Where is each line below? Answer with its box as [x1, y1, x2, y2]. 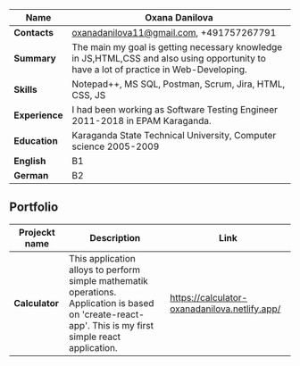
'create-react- [81, 308, 145, 320]
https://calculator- [169, 291, 248, 304]
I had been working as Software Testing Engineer [71, 104, 279, 115]
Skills [13, 84, 37, 96]
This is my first [92, 319, 154, 331]
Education [13, 135, 58, 146]
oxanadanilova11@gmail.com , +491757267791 [71, 27, 277, 38]
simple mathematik [68, 274, 149, 287]
